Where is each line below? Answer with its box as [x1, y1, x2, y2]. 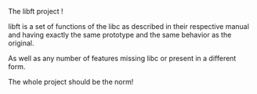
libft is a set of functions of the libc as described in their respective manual [8, 22, 249, 31]
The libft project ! [8, 7, 64, 16]
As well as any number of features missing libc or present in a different [8, 54, 237, 63]
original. [8, 38, 34, 48]
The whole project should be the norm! [8, 78, 134, 86]
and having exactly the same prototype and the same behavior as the [8, 31, 232, 39]
